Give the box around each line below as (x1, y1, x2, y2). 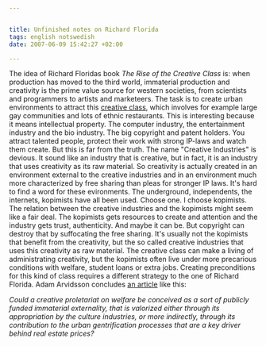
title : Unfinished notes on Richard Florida (9, 25, 159, 33)
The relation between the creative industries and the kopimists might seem (9, 204, 253, 213)
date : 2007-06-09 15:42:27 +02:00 (9, 40, 124, 48)
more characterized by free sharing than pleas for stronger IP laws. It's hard (9, 179, 257, 188)
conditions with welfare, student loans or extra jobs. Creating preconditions (9, 263, 256, 272)
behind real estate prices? (9, 329, 94, 338)
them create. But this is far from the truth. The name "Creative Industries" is (9, 144, 256, 155)
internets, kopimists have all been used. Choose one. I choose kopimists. (9, 195, 247, 205)
